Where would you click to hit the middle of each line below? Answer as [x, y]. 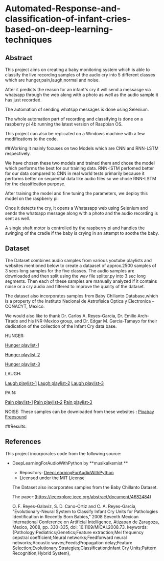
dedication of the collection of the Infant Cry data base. [61, 326]
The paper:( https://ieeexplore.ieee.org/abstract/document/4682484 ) [82, 497]
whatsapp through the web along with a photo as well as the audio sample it [82, 95]
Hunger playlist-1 [22, 345]
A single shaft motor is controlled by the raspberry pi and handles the [75, 228]
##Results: [16, 426]
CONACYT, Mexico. [25, 306]
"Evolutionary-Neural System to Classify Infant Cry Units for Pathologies [85, 511]
